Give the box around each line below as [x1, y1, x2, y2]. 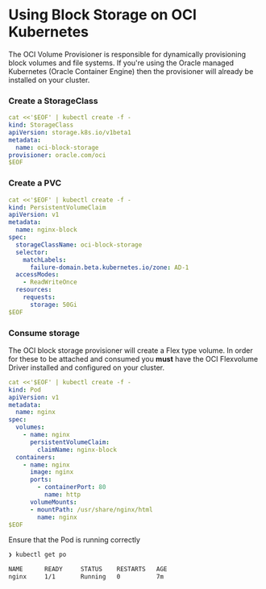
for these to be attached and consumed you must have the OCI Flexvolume [8, 354, 259, 363]
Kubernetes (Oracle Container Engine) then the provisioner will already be [8, 66, 254, 76]
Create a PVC [8, 177, 62, 189]
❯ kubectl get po [8, 550, 67, 559]
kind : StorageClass [8, 121, 74, 130]
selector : [15, 248, 48, 256]
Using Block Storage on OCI [8, 6, 197, 24]
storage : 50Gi [29, 301, 78, 309]
